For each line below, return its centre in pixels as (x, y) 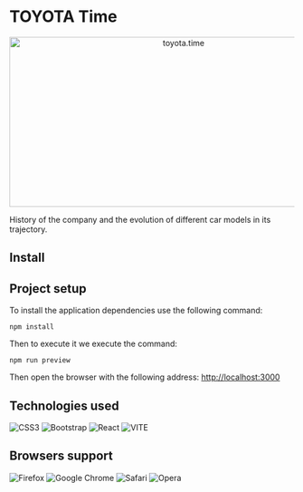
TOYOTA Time (63, 17)
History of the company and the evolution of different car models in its (140, 219)
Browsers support (61, 456)
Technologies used (64, 405)
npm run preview (40, 361)
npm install (32, 327)
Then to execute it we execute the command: (94, 344)
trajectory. (28, 229)
